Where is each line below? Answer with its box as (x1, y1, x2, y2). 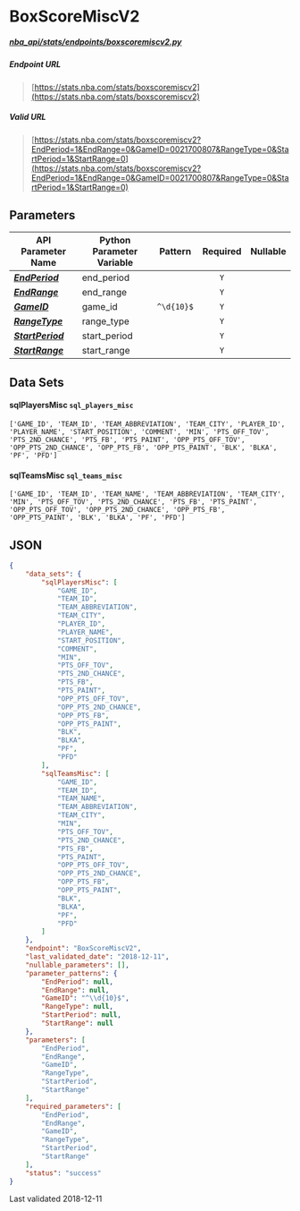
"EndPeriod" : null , (41, 977, 114, 986)
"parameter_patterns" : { (25, 968, 118, 977)
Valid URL (9, 112, 46, 123)
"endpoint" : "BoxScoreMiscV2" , (25, 944, 142, 953)
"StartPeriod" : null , (41, 1011, 122, 1019)
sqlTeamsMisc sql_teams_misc (9, 470, 123, 481)
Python (99, 235, 131, 247)
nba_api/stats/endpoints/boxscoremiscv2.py (9, 36, 182, 47)
